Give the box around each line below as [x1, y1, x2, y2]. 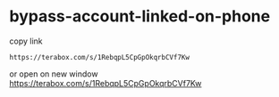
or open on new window [9, 69, 98, 79]
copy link [9, 36, 43, 46]
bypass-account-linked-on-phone [9, 6, 271, 27]
